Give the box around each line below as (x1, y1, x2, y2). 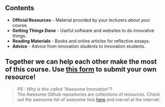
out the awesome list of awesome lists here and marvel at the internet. (17, 96, 161, 103)
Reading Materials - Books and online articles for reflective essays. (12, 38, 150, 44)
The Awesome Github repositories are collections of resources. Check (17, 91, 160, 97)
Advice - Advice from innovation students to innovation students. (12, 43, 146, 49)
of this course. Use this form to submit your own (5, 65, 157, 73)
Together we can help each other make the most (5, 58, 157, 66)
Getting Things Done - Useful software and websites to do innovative (12, 27, 155, 34)
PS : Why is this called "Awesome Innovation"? (17, 86, 112, 92)
